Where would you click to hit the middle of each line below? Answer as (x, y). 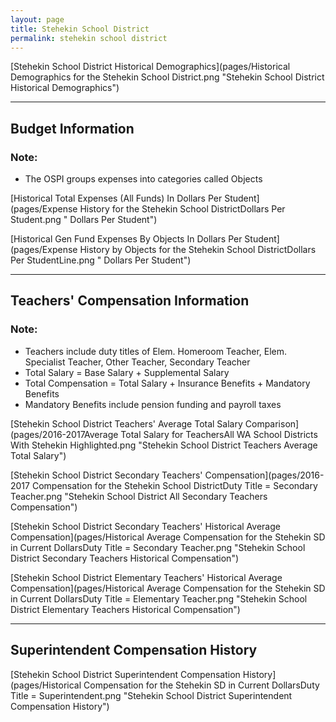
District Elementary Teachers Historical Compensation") (125, 609)
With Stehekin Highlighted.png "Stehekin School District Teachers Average (164, 445)
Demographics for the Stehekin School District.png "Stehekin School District (167, 77)
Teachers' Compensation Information (130, 301)
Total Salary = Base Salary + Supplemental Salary (127, 372)
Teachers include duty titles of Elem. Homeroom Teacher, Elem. (156, 351)
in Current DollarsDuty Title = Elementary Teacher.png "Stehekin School (159, 598)
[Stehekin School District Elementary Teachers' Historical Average (146, 577)
